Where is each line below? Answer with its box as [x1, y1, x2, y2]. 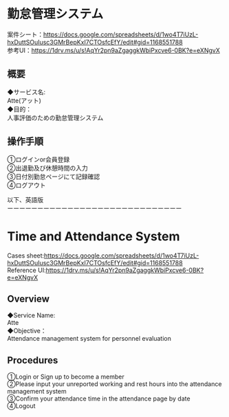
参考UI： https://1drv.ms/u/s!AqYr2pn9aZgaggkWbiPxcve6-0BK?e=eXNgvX [7, 46, 220, 54]
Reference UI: [7, 266, 46, 274]
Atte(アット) [7, 96, 41, 104]
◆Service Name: [7, 311, 56, 319]
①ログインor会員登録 [7, 155, 70, 164]
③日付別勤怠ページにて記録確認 [7, 172, 100, 181]
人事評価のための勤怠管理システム [7, 113, 104, 122]
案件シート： [7, 30, 43, 38]
